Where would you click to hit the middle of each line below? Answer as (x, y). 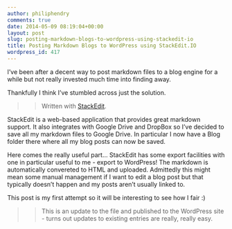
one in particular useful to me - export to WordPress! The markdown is (108, 162)
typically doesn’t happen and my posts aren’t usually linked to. (96, 184)
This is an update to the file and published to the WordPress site (133, 211)
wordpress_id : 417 (34, 53)
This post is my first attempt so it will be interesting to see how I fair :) (106, 197)
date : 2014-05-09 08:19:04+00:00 (55, 26)
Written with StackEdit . (74, 106)
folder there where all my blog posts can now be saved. (87, 141)
